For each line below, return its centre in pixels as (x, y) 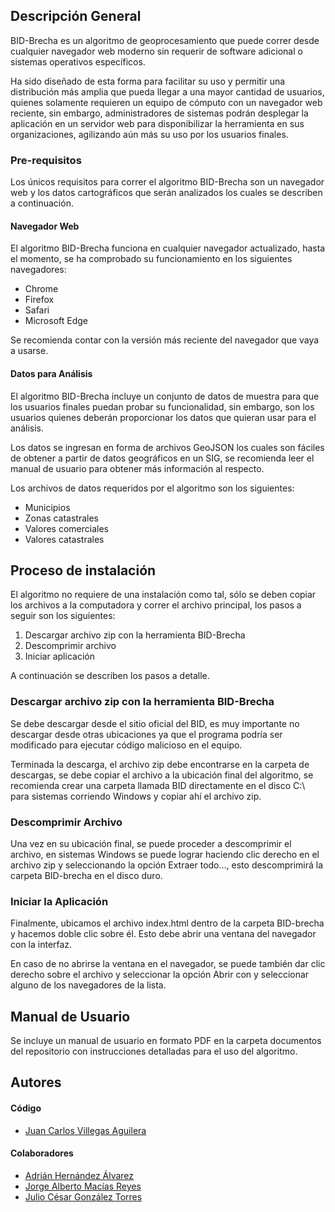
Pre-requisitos (46, 160)
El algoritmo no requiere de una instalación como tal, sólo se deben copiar (163, 595)
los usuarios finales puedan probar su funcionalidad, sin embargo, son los (162, 406)
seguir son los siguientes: (63, 616)
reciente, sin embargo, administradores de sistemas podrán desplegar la (159, 113)
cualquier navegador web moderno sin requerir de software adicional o (156, 51)
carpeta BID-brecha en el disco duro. (86, 875)
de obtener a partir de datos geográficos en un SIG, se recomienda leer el (162, 458)
